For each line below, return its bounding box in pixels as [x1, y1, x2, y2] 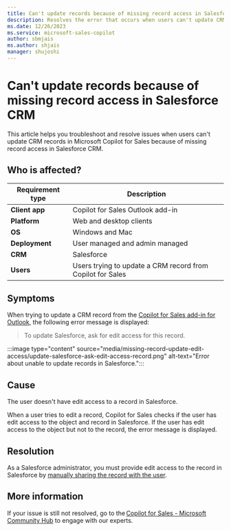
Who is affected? [7, 164, 82, 176]
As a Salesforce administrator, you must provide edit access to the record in [7, 464, 222, 472]
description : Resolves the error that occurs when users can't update [7, 16, 214, 23]
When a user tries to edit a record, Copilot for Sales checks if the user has [7, 411, 217, 419]
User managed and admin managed [72, 238, 188, 248]
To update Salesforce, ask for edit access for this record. [23, 331, 186, 340]
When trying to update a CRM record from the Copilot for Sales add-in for [7, 310, 216, 319]
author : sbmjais [7, 36, 54, 43]
